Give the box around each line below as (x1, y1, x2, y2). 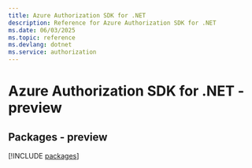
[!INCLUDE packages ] (8, 151, 80, 160)
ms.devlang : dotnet (8, 41, 72, 49)
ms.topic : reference (8, 33, 76, 42)
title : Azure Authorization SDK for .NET (8, 11, 146, 20)
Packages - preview (8, 130, 108, 144)
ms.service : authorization (8, 48, 97, 56)
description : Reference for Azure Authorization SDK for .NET (8, 19, 217, 27)
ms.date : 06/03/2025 (8, 26, 76, 34)
